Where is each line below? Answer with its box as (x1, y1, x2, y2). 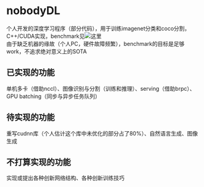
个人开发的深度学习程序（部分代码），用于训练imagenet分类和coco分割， (6, 25, 191, 32)
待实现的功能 (6, 112, 55, 123)
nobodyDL (6, 4, 61, 18)
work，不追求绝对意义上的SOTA (6, 47, 87, 55)
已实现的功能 (6, 67, 55, 78)
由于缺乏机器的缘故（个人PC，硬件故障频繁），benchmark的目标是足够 (6, 40, 185, 47)
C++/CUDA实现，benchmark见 (6, 32, 85, 40)
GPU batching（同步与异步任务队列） (6, 93, 101, 100)
